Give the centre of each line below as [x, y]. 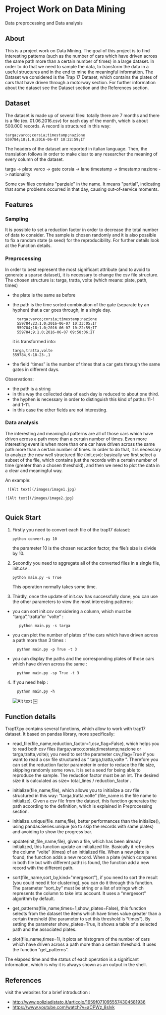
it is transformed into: [34, 341]
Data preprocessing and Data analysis [44, 23]
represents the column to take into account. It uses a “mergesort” [79, 893]
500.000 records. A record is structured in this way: [58, 126]
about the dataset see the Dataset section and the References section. [77, 88]
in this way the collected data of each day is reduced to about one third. [86, 394]
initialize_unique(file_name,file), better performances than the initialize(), [86, 821]
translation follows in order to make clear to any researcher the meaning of [81, 154]
